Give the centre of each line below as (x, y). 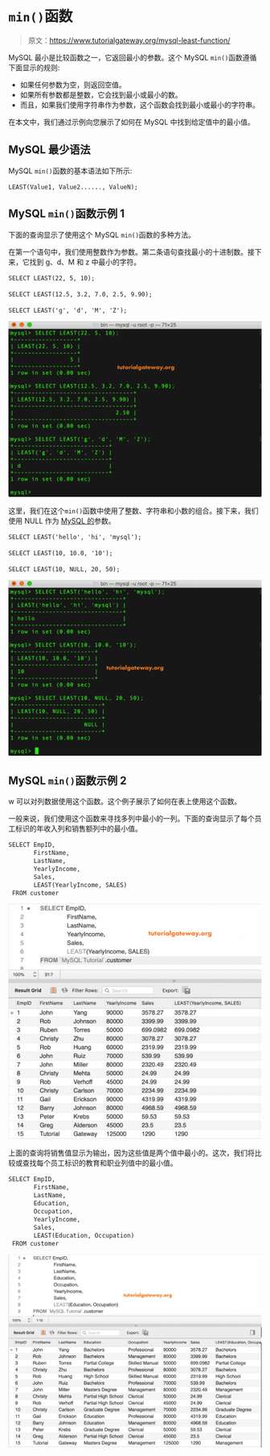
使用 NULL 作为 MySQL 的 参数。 (62, 521)
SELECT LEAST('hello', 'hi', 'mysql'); (75, 537)
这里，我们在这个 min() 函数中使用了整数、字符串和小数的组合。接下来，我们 (133, 511)
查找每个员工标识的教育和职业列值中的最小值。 (100, 1163)
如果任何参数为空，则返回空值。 (73, 85)
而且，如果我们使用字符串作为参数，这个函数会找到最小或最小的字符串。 (139, 105)
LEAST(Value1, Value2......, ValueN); (73, 187)
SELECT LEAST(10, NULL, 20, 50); (64, 570)
